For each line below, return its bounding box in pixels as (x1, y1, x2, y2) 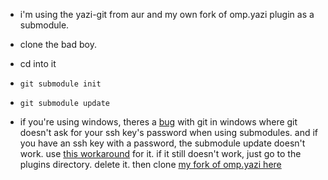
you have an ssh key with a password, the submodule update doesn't (19, 137, 306, 149)
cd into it (19, 58, 57, 69)
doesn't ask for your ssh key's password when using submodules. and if (19, 127, 319, 138)
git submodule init (19, 79, 102, 89)
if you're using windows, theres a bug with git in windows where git (19, 116, 298, 128)
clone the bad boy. (19, 39, 97, 50)
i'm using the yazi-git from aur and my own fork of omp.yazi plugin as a (19, 9, 315, 20)
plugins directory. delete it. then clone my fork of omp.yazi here (19, 159, 282, 170)
